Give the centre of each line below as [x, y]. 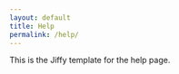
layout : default [40, 18]
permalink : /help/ [44, 34]
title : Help [32, 26]
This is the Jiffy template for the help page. [90, 60]
